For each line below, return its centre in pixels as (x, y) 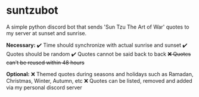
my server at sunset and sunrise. (46, 33)
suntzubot (32, 10)
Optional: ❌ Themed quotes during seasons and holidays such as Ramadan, (100, 74)
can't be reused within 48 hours (45, 62)
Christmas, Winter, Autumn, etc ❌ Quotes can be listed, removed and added (99, 80)
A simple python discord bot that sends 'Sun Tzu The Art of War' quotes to (98, 27)
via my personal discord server (44, 87)
